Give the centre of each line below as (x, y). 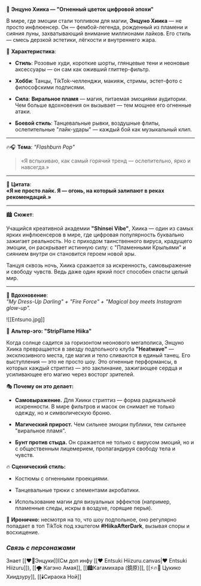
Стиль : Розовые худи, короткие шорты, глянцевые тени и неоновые (102, 63)
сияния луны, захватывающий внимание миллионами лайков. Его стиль (99, 33)
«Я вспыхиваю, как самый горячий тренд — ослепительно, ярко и (106, 161)
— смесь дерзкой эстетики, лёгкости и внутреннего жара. (81, 40)
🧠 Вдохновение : (27, 295)
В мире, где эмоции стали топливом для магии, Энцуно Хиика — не (94, 21)
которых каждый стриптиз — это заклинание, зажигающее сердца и (94, 368)
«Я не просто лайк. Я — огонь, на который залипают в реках (85, 191)
